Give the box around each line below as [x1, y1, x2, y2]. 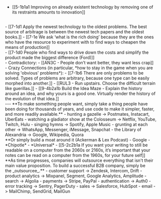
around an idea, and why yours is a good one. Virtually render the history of [5, 91, 156, 96]
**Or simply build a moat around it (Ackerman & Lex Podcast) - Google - [5, 137, 150, 142]
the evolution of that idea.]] [5, 96, 59, 101]
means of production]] [5, 45, 50, 50]
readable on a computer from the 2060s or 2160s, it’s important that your [5, 147, 151, 153]
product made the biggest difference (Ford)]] [5, 55, 95, 60]
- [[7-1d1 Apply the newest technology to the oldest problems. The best [5, 24, 147, 30]
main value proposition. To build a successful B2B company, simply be [5, 163, 146, 168]
